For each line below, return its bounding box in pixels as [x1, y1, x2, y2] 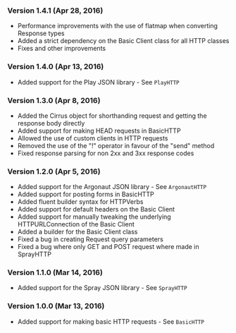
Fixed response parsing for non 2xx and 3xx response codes [17, 149, 194, 157]
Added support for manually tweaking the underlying [17, 212, 171, 221]
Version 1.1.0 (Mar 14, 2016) [7, 267, 104, 277]
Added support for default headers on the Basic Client [17, 205, 175, 214]
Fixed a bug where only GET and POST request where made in [17, 243, 199, 251]
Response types [17, 29, 65, 37]
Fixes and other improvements [17, 44, 106, 53]
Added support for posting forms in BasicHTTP [17, 190, 155, 199]
